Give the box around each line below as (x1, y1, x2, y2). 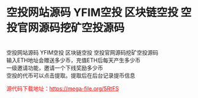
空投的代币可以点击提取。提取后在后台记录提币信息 (6, 72, 135, 79)
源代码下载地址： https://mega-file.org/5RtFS (6, 85, 120, 92)
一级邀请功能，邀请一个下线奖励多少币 (6, 64, 103, 71)
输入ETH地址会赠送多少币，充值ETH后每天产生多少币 (6, 56, 141, 64)
